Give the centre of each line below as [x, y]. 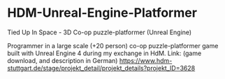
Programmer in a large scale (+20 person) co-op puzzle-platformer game [113, 45]
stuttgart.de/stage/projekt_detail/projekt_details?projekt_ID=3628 [101, 68]
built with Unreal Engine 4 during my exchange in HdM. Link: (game [104, 53]
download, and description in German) [63, 60]
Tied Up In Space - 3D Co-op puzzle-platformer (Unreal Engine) [100, 32]
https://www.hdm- [146, 60]
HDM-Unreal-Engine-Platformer [102, 13]
